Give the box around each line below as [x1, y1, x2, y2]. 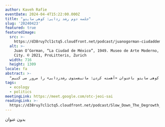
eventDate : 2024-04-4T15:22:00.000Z [5, 12, 80, 17]
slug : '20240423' [5, 21, 41, 26]
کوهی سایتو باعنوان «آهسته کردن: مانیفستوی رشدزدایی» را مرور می [23, 76, 160, 80]
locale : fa [5, 67, 27, 72]
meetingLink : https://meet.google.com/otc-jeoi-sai [5, 94, 113, 99]
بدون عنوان [5, 116, 26, 122]
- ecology [9, 84, 29, 90]
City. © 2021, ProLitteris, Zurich [14, 52, 87, 58]
